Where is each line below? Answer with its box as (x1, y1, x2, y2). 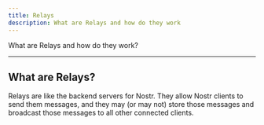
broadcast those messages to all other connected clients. (8, 108, 194, 118)
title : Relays (8, 11, 55, 20)
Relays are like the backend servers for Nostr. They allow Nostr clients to (8, 91, 244, 101)
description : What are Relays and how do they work (8, 19, 181, 27)
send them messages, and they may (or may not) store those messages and (8, 100, 255, 109)
